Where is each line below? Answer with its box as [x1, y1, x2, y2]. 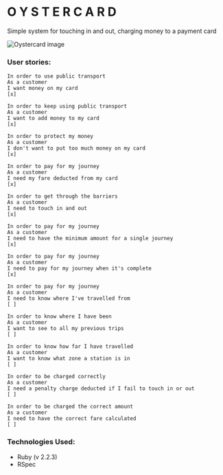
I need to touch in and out [7, 205, 88, 212]
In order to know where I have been [7, 313, 112, 320]
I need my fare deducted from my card [7, 175, 118, 182]
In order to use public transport [7, 73, 106, 80]
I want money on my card [7, 85, 78, 92]
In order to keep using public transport [7, 103, 128, 110]
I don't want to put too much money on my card [7, 145, 146, 152]
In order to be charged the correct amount [7, 403, 134, 410]
